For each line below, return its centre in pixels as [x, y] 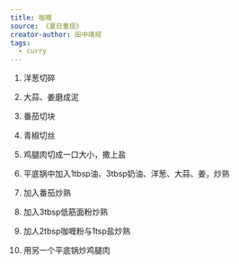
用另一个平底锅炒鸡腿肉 [66, 250]
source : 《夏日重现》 [47, 26]
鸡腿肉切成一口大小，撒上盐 [75, 155]
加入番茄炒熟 [47, 193]
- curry [33, 51]
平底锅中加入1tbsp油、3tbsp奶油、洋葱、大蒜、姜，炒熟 [126, 174]
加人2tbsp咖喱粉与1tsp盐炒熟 [77, 232]
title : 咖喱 [31, 18]
